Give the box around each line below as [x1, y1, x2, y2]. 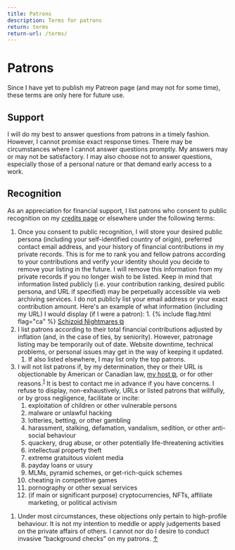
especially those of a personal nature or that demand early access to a [7, 160, 212, 168]
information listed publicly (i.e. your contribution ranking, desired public [17, 279, 225, 288]
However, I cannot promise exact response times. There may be [7, 138, 193, 146]
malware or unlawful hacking [27, 409, 113, 417]
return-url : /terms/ [7, 30, 68, 37]
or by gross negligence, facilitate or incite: [17, 394, 140, 402]
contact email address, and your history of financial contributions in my [17, 242, 224, 250]
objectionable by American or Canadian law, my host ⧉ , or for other [17, 370, 213, 378]
